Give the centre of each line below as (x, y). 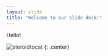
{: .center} (57, 47)
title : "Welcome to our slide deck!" (54, 18)
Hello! (14, 35)
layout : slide (24, 12)
